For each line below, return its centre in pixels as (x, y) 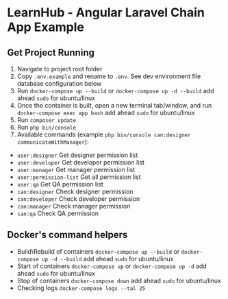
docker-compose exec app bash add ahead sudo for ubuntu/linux (106, 112)
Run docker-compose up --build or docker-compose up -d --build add (115, 91)
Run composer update (47, 120)
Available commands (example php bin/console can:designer (104, 134)
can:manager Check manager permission (74, 206)
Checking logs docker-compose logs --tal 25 (81, 288)
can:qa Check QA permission (58, 213)
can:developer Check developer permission (78, 199)
